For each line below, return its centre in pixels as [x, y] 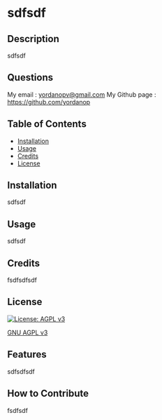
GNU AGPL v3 [28, 332]
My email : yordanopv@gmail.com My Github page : [82, 94]
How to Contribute [48, 394]
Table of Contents [47, 124]
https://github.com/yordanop [49, 102]
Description [33, 39]
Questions [30, 77]
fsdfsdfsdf [22, 280]
